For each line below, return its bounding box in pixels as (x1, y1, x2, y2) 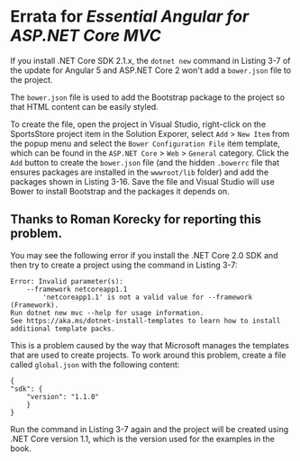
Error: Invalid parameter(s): (10, 276, 124, 285)
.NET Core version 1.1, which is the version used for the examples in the (10, 433, 276, 444)
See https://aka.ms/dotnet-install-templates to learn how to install (10, 316, 281, 325)
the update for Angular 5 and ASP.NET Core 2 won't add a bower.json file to (10, 65, 292, 76)
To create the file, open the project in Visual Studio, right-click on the (10, 119, 267, 130)
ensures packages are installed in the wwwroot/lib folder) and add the (10, 167, 269, 177)
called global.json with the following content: (10, 358, 180, 370)
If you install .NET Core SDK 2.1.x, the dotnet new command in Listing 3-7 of (10, 55, 291, 66)
